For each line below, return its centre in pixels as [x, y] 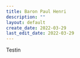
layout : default [26, 22]
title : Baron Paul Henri [36, 11]
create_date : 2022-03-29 [36, 28]
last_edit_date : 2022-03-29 [40, 33]
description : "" [26, 17]
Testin [13, 50]
